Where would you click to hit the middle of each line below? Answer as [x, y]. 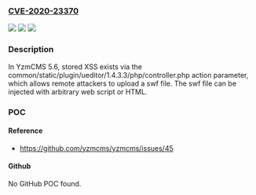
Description [31, 50]
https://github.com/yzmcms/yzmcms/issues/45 [97, 148]
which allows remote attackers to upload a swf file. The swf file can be [123, 83]
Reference [26, 131]
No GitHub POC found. [45, 183]
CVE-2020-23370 [44, 11]
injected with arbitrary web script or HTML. [78, 91]
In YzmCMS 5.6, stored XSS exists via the [75, 66]
